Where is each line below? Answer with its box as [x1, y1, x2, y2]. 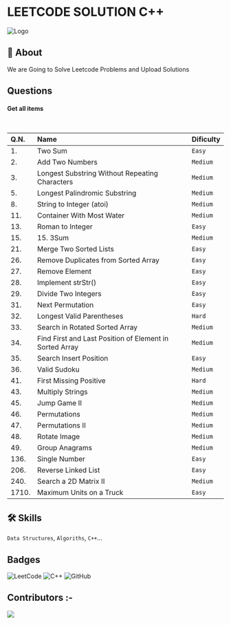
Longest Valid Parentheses [36, 311, 124, 321]
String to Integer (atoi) [36, 200, 109, 209]
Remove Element [36, 266, 91, 276]
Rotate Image [36, 432, 80, 441]
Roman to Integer [36, 222, 93, 231]
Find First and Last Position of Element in [36, 334, 169, 343]
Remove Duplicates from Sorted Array [36, 255, 160, 265]
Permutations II [36, 421, 86, 430]
